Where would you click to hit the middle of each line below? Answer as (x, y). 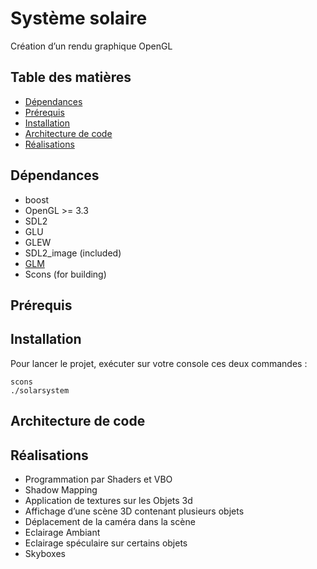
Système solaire (79, 18)
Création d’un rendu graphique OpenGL (91, 46)
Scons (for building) (65, 274)
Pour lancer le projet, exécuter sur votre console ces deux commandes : (159, 363)
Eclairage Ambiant (62, 532)
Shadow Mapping (61, 489)
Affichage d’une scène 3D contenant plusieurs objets (134, 511)
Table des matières (71, 77)
